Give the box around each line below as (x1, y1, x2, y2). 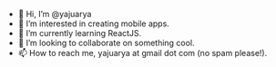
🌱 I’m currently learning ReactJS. (17, 28, 142, 38)
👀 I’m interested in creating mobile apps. (17, 18, 170, 29)
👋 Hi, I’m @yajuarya (17, 9, 92, 19)
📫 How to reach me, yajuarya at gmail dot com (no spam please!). (17, 48, 268, 58)
